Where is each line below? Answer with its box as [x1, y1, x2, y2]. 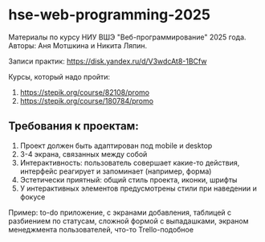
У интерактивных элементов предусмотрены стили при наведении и [19, 183, 257, 193]
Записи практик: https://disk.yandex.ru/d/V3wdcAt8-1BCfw [8, 56, 207, 66]
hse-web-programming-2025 [8, 6, 211, 24]
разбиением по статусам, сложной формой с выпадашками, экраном [8, 215, 249, 226]
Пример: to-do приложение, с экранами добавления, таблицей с [8, 207, 232, 217]
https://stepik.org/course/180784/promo [19, 96, 154, 105]
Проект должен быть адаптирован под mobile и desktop [19, 141, 213, 150]
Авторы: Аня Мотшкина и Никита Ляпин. [8, 40, 147, 50]
